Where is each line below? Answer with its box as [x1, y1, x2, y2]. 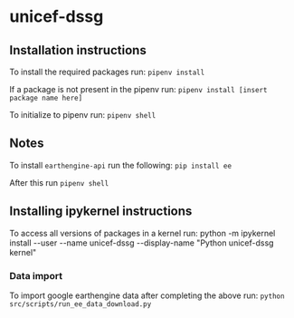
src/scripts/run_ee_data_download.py [9, 299, 152, 309]
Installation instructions [9, 43, 147, 58]
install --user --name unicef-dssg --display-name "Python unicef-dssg [9, 237, 274, 248]
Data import [9, 269, 63, 282]
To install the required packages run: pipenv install [9, 66, 205, 77]
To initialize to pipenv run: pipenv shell [9, 110, 156, 120]
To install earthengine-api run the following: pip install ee [9, 159, 232, 170]
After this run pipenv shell [9, 177, 109, 188]
